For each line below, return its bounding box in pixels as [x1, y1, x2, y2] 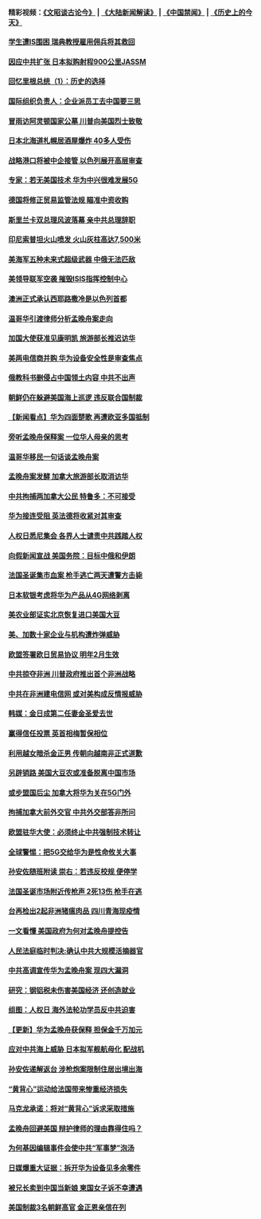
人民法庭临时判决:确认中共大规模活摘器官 [8, 946, 143, 956]
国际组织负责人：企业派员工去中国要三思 [8, 96, 141, 105]
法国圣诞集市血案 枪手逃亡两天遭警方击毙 [8, 571, 143, 580]
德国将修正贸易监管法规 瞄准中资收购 [8, 195, 129, 204]
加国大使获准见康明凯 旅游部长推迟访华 [8, 334, 136, 343]
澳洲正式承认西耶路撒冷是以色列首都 [8, 294, 127, 303]
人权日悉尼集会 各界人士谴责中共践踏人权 [8, 531, 143, 540]
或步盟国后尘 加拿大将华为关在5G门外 [8, 787, 131, 797]
